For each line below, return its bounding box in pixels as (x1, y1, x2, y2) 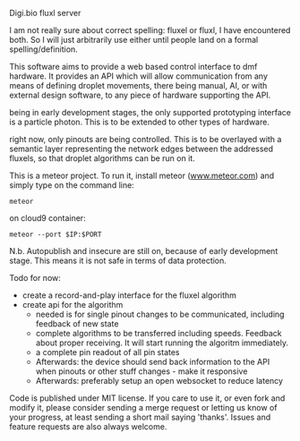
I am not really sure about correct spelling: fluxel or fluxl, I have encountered (9, 25, 291, 35)
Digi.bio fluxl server (9, 8, 81, 18)
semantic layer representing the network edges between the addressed (9, 143, 274, 154)
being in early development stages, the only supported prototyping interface (9, 107, 291, 117)
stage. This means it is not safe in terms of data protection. (9, 255, 227, 266)
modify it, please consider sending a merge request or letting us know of (9, 403, 278, 412)
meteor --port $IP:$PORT (9, 230, 102, 239)
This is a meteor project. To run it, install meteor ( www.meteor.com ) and (9, 170, 275, 181)
